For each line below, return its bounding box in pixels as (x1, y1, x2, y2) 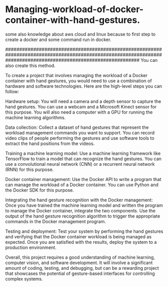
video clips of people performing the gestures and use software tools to (5, 135, 155, 141)
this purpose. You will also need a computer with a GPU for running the (5, 109, 153, 115)
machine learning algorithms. (5, 114, 66, 120)
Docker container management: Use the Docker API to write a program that (5, 176, 161, 182)
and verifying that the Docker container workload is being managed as (5, 233, 152, 239)
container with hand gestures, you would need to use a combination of (5, 78, 152, 84)
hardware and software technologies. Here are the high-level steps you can (5, 83, 162, 89)
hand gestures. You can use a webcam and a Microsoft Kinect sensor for (5, 103, 157, 110)
